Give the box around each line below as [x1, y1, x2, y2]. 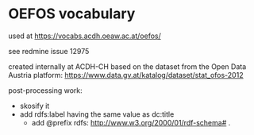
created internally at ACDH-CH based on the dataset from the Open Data [8, 61, 247, 71]
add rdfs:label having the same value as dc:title [19, 109, 175, 119]
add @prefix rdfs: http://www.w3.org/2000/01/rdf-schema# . [31, 118, 231, 127]
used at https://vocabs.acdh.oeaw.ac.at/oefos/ [8, 31, 161, 40]
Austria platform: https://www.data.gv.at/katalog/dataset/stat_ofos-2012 [8, 70, 244, 79]
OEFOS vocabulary [8, 5, 136, 23]
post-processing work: [8, 85, 83, 95]
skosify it [19, 101, 50, 110]
